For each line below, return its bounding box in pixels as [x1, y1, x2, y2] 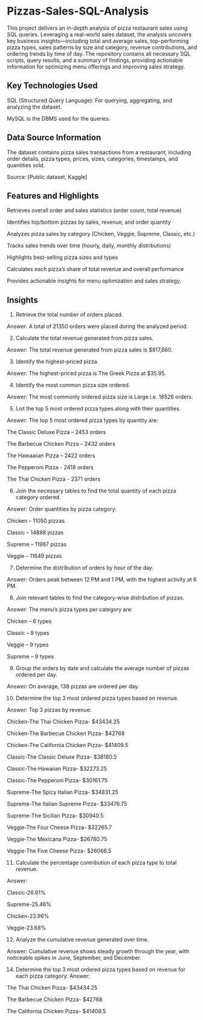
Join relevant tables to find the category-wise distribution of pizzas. [15, 594, 185, 602]
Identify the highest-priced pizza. [15, 358, 99, 365]
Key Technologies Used [7, 81, 98, 91]
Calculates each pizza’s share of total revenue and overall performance [7, 266, 184, 273]
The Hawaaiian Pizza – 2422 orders [7, 452, 95, 459]
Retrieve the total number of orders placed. [15, 311, 123, 318]
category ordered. [15, 494, 61, 501]
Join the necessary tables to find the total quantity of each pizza [15, 487, 176, 495]
